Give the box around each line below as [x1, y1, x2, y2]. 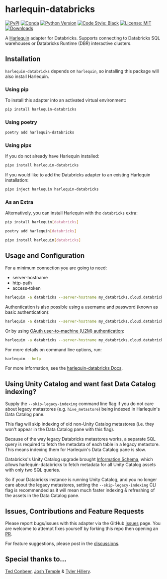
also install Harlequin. [5, 73, 50, 79]
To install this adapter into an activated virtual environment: [5, 97, 127, 103]
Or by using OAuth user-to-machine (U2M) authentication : [5, 328, 125, 334]
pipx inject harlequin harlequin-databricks [5, 187, 99, 192]
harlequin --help [5, 356, 41, 361]
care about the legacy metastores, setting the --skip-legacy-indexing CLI [5, 482, 157, 488]
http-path [12, 280, 32, 286]
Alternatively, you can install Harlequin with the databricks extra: [5, 210, 138, 216]
